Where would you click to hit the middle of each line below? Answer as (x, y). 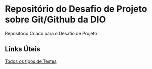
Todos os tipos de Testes (31, 61)
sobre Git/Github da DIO (56, 20)
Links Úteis (23, 49)
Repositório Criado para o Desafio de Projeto (51, 33)
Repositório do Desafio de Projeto (76, 9)
